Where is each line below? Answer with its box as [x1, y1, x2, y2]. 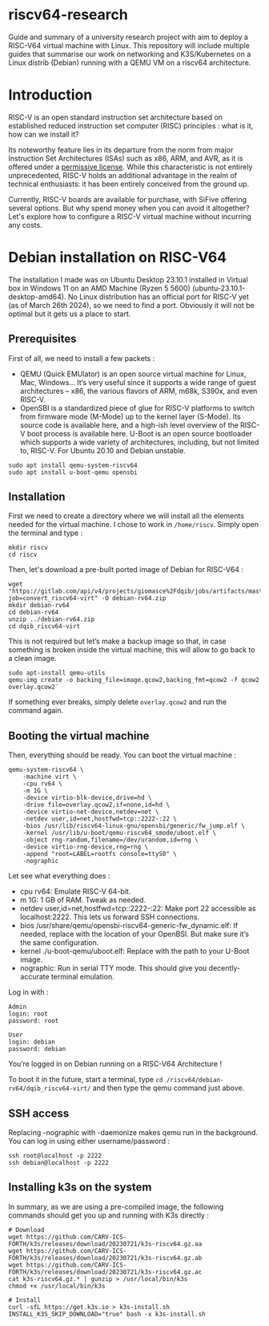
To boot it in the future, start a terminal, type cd [8, 1075, 163, 1085]
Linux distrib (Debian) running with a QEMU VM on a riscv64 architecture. [8, 58, 251, 67]
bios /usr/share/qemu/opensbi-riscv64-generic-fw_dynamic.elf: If [19, 921, 239, 931]
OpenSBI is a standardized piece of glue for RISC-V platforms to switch [19, 403, 255, 412]
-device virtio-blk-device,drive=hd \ [22, 794, 152, 802]
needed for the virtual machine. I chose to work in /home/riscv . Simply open [8, 520, 259, 529]
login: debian [8, 1038, 56, 1046]
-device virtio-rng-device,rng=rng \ [22, 843, 149, 851]
